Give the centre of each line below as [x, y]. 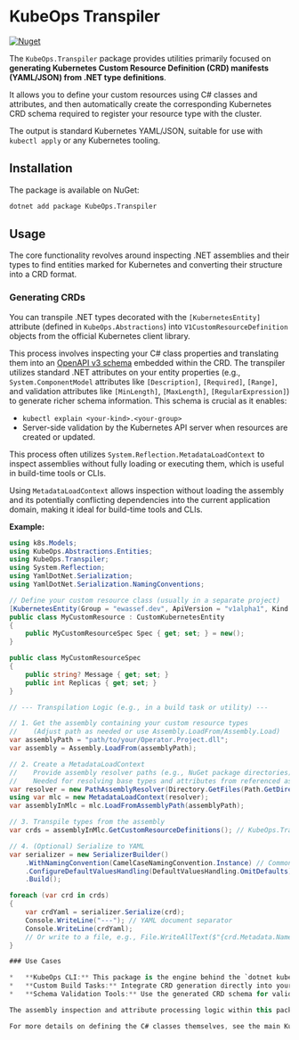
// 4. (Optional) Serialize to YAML [77, 846]
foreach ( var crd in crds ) [59, 896]
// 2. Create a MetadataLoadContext [77, 764]
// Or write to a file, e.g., [81, 937]
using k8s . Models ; [43, 543]
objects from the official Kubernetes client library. [100, 335]
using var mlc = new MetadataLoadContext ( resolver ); [109, 797]
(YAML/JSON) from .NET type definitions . [88, 77]
